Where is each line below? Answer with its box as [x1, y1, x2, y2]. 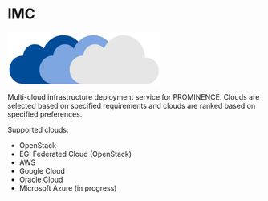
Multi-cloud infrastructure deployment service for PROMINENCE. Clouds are [7, 92, 260, 101]
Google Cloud [18, 166, 65, 175]
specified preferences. [7, 109, 83, 119]
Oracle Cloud [18, 174, 63, 184]
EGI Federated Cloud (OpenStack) [18, 149, 132, 158]
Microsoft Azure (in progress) [18, 183, 117, 193]
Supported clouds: [7, 125, 69, 134]
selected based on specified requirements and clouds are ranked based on [7, 100, 256, 110]
